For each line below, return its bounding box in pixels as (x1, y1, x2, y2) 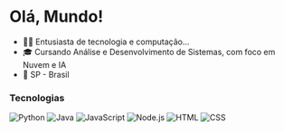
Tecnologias (9, 91, 65, 104)
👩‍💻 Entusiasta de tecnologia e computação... (22, 36, 190, 47)
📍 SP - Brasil (22, 69, 70, 80)
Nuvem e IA (22, 59, 67, 70)
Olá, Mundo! (9, 6, 104, 27)
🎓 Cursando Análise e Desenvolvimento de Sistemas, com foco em (22, 46, 276, 57)
